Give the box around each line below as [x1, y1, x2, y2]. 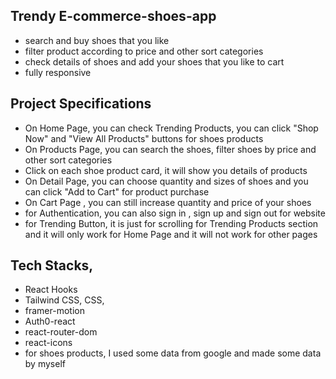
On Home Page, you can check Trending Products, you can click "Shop [24, 122, 319, 134]
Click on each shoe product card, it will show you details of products [24, 164, 308, 176]
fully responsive [24, 66, 92, 78]
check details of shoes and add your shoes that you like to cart [24, 55, 285, 68]
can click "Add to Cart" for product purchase [24, 185, 210, 198]
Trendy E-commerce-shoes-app [10, 8, 217, 25]
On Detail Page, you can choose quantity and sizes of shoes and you [24, 175, 309, 187]
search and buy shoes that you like [24, 34, 170, 46]
